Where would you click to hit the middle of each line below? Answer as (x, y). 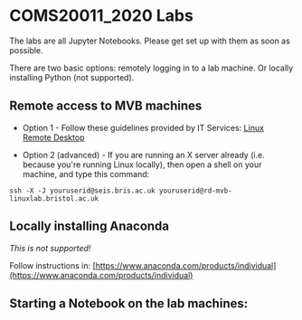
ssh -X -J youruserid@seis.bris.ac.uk (82, 191)
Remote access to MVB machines (106, 106)
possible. (26, 50)
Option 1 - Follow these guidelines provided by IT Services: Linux (143, 127)
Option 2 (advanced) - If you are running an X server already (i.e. (143, 155)
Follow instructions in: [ (53, 265)
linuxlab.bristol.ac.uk (54, 198)
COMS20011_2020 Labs (102, 16)
